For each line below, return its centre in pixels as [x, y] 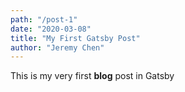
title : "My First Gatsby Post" [75, 38]
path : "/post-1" [44, 19]
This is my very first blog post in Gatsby [92, 76]
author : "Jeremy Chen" [57, 47]
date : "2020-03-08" [51, 29]
